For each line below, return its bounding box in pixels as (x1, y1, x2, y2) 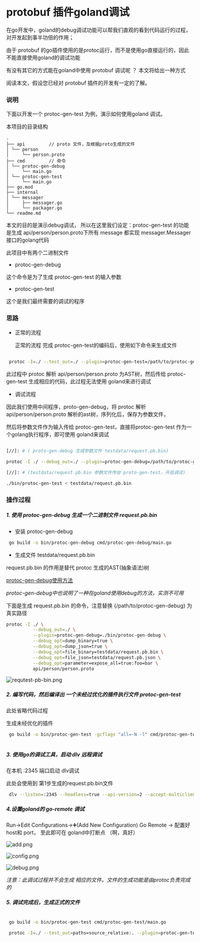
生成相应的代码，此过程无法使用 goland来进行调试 (28, 378, 151, 385)
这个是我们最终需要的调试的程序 (6, 298, 85, 305)
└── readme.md (6, 210, 42, 217)
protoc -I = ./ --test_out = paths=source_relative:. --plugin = (8, 929, 161, 936)
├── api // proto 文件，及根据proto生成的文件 (6, 141, 135, 147)
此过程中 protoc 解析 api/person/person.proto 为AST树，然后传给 (6, 371, 167, 378)
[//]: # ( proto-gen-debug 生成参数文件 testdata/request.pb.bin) (6, 448, 169, 454)
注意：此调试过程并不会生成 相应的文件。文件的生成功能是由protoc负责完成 (6, 876, 190, 883)
